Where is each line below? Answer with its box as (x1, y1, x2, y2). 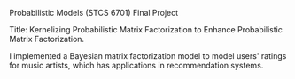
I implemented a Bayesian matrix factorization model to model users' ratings (9, 51, 287, 61)
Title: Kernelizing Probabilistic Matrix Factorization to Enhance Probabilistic (9, 25, 283, 34)
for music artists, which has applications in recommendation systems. (9, 61, 264, 70)
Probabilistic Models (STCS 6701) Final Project (9, 8, 179, 18)
